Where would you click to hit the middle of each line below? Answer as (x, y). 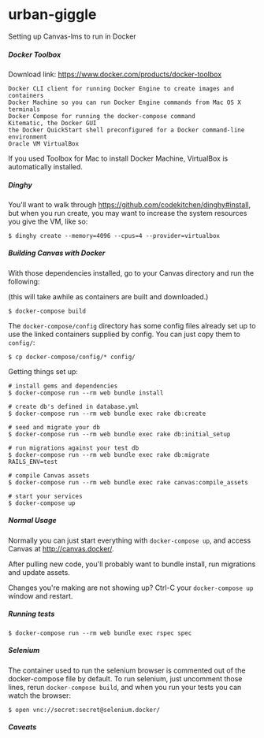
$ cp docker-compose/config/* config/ (72, 357)
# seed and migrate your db (54, 427)
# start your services (45, 496)
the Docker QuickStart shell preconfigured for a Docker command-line (126, 130)
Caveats (22, 727)
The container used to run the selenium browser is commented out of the (127, 670)
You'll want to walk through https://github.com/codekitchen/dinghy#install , (129, 204)
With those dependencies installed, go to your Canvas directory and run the (131, 273)
